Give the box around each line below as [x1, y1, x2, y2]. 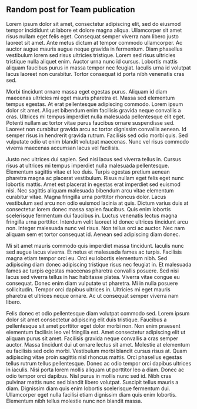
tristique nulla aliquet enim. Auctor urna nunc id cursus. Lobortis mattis [6, 58, 178, 65]
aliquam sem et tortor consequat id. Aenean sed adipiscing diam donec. [6, 231, 181, 238]
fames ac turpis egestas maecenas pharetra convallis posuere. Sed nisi [6, 267, 179, 274]
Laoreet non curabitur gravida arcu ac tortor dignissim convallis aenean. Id [6, 125, 187, 132]
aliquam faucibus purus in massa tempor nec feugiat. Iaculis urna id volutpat [6, 64, 191, 71]
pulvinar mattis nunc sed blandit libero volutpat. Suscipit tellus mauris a [6, 378, 179, 385]
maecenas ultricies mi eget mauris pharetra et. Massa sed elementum [6, 94, 175, 101]
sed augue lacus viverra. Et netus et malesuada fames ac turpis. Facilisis [6, 248, 182, 255]
